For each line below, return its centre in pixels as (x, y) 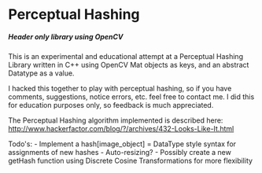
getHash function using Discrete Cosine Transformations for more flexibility (131, 161)
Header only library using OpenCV (66, 36)
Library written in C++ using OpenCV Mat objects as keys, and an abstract (129, 65)
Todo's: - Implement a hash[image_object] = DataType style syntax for (122, 144)
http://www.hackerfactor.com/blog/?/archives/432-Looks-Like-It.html (121, 129)
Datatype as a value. (41, 73)
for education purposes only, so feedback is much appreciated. (111, 105)
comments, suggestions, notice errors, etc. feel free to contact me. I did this (131, 97)
